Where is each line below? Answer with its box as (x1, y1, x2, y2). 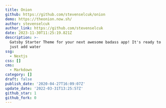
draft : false (5, 77, 32, 82)
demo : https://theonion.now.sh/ (5, 16, 72, 21)
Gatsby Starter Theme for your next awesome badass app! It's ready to (9, 40, 162, 45)
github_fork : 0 (5, 95, 37, 100)
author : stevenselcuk (5, 21, 50, 26)
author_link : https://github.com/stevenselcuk (5, 26, 103, 31)
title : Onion (5, 7, 32, 12)
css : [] (5, 58, 21, 63)
